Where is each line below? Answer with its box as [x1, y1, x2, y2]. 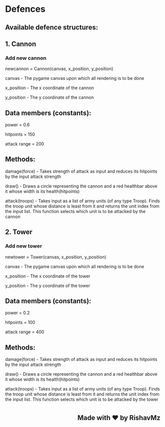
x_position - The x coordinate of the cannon [5, 85, 95, 91]
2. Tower [5, 228, 33, 236]
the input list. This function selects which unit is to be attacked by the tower [5, 396, 159, 402]
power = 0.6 [5, 122, 30, 128]
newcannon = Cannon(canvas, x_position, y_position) [5, 66, 114, 72]
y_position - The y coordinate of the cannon [5, 95, 94, 101]
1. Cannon [5, 39, 36, 48]
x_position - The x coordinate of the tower [5, 273, 91, 279]
